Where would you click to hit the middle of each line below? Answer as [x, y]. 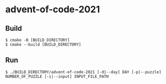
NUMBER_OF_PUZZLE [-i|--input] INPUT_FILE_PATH [57, 76]
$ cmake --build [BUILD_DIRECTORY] [43, 45]
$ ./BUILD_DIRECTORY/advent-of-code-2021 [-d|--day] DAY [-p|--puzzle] [83, 72]
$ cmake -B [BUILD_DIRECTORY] [38, 40]
